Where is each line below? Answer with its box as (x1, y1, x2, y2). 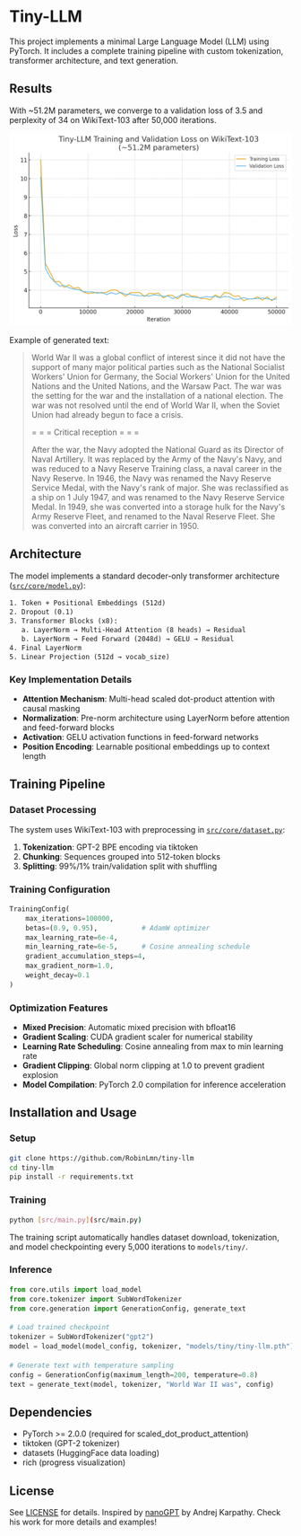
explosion (21, 1070, 59, 1081)
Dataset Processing (9, 804, 97, 817)
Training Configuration (9, 883, 110, 896)
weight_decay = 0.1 (25, 971, 90, 980)
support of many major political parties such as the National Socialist (30, 361, 285, 372)
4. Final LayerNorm (9, 643, 82, 652)
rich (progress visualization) (21, 1457, 126, 1468)
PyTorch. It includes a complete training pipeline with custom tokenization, (9, 45, 284, 56)
